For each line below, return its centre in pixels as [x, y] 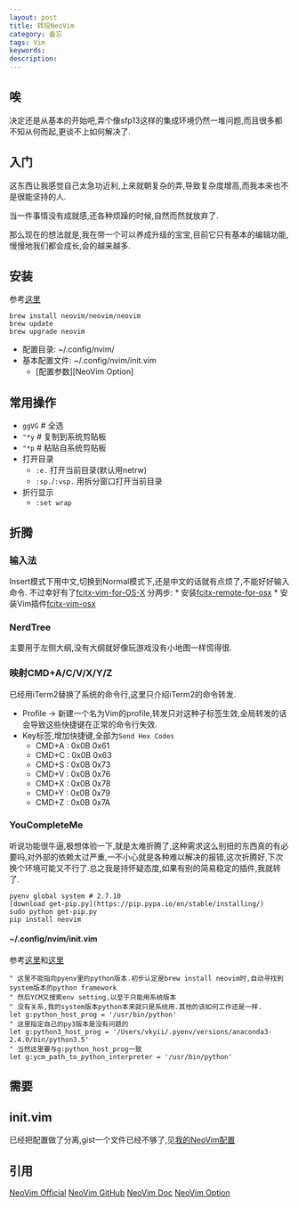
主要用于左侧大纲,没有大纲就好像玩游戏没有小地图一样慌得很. [121, 648]
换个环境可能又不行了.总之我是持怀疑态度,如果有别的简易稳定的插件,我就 [141, 868]
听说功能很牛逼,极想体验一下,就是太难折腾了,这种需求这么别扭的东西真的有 [145, 845]
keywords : [28, 51]
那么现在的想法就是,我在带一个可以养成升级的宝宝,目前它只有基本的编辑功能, [149, 234]
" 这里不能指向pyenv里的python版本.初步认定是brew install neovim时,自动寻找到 [147, 979]
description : [33, 59]
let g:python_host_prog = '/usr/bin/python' [93, 1015]
